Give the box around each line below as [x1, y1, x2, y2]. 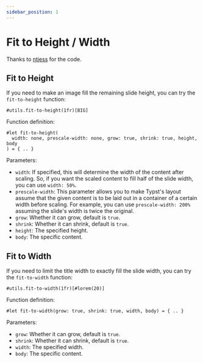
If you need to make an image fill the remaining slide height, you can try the [6, 89, 196, 96]
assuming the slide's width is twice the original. [15, 207, 134, 215]
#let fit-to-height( [6, 130, 59, 136]
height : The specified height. [15, 227, 88, 234]
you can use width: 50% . [15, 181, 77, 189]
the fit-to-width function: [6, 274, 73, 281]
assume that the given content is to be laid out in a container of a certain [15, 195, 198, 202]
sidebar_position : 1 [6, 9, 59, 15]
